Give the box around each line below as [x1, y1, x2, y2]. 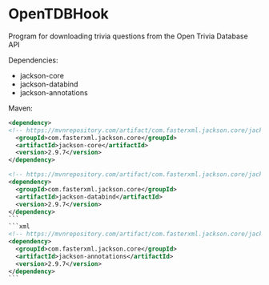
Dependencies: [8, 55, 58, 65]
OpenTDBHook [8, 5, 110, 23]
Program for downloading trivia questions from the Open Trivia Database [8, 31, 248, 41]
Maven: [8, 103, 34, 113]
